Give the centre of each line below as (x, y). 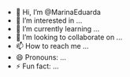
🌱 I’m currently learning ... (58, 29)
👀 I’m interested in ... (49, 20)
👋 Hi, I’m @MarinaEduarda (58, 12)
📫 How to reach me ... (52, 46)
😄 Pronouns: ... (41, 57)
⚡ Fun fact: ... (37, 66)
